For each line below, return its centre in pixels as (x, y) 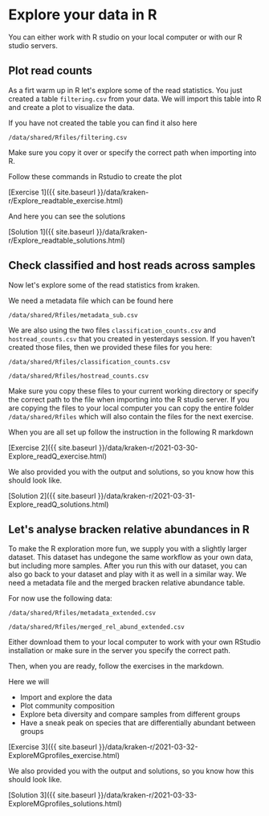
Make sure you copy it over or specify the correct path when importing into (132, 152)
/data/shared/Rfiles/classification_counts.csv (90, 362)
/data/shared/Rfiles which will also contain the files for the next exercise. (131, 416)
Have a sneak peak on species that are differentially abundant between (138, 723)
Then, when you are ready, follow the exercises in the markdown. (116, 666)
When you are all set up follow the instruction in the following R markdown (131, 432)
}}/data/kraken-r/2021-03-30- (149, 447)
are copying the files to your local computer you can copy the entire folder (131, 408)
